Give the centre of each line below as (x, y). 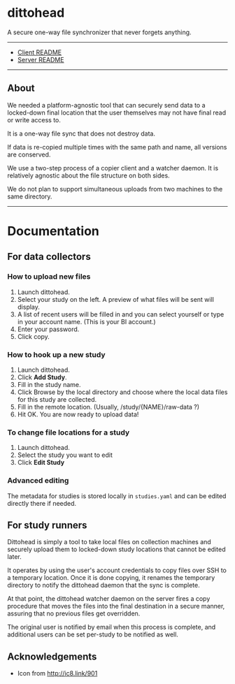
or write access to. (34, 119)
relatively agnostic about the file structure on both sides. (88, 175)
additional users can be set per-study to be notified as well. (93, 634)
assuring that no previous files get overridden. (74, 613)
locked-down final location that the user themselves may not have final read (117, 112)
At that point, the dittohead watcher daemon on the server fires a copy (109, 599)
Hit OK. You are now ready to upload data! (78, 414)
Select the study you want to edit (65, 455)
